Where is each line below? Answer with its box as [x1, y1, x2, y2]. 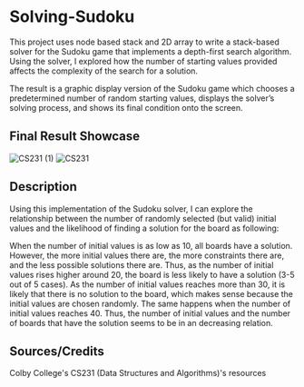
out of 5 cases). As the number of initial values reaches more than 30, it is [9, 279, 286, 290]
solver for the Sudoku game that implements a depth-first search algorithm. [9, 45, 292, 56]
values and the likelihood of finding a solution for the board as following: [9, 223, 279, 233]
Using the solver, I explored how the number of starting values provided [9, 55, 278, 66]
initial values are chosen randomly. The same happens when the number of [9, 298, 291, 309]
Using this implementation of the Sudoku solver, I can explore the [9, 203, 254, 214]
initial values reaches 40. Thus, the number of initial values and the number [9, 307, 291, 319]
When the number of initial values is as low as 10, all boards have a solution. [9, 240, 293, 251]
